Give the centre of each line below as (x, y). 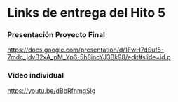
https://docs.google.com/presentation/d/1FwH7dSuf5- (86, 50)
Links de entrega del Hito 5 (87, 13)
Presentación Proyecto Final (56, 35)
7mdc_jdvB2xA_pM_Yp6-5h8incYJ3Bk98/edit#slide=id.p (89, 57)
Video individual (36, 75)
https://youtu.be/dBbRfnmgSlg (52, 90)
